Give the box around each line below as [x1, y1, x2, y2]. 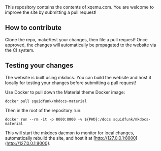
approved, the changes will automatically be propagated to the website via [5, 42, 157, 48]
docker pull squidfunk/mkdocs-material [5, 98, 87, 104]
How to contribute [5, 24, 62, 32]
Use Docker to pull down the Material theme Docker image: [5, 89, 125, 95]
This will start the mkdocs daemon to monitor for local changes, [5, 130, 134, 136]
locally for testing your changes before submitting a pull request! [5, 80, 136, 86]
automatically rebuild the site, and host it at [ [5, 135, 95, 141]
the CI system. [5, 47, 34, 53]
